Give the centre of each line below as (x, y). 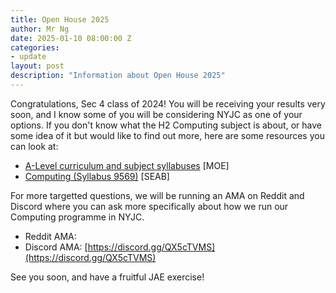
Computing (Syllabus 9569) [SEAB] (97, 176)
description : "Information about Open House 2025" (118, 76)
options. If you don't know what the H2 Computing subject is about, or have (166, 125)
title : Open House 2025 (60, 19)
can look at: (34, 146)
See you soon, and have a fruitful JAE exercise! (107, 277)
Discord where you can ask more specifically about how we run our (149, 206)
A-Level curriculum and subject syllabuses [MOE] (127, 165)
